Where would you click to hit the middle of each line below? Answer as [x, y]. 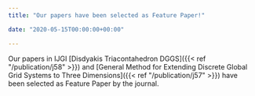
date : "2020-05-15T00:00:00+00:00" [66, 29]
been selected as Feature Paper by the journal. [84, 84]
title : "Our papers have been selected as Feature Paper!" [107, 15]
